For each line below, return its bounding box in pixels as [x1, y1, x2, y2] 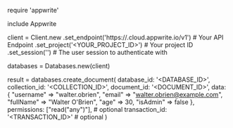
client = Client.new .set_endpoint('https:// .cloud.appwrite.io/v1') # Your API [7, 33, 224, 41]
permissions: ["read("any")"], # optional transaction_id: [7, 105, 168, 113]
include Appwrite [7, 20, 57, 27]
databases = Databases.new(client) [7, 62, 111, 70]
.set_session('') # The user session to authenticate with [7, 49, 168, 56]
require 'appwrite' [7, 6, 59, 14]
